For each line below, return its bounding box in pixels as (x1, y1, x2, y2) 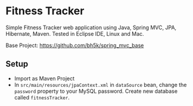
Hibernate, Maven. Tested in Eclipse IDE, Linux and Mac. (5, 30, 144, 37)
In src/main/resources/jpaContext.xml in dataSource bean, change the (14, 81, 187, 88)
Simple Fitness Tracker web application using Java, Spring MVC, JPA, (5, 24, 177, 31)
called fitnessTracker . (14, 93, 70, 101)
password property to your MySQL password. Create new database (14, 88, 178, 95)
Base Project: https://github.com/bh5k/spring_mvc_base (5, 42, 144, 49)
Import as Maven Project (14, 74, 75, 82)
